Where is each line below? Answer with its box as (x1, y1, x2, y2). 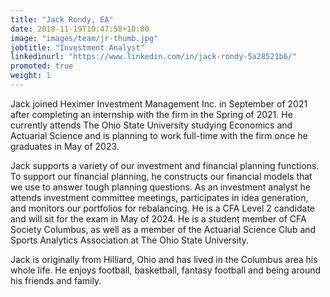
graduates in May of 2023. (10, 140, 120, 152)
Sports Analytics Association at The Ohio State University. (10, 234, 250, 246)
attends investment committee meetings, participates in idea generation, (10, 191, 309, 203)
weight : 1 (10, 71, 52, 81)
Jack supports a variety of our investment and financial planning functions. (10, 159, 320, 171)
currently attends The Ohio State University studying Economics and (10, 119, 293, 131)
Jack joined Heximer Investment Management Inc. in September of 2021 (10, 97, 308, 110)
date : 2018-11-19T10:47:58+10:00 (10, 24, 150, 34)
